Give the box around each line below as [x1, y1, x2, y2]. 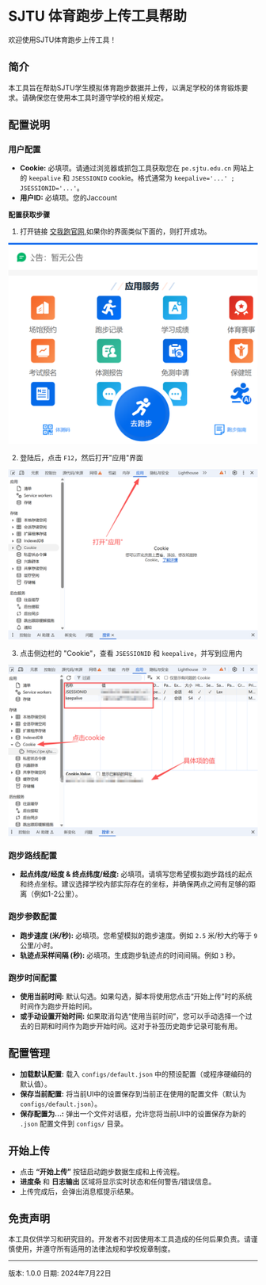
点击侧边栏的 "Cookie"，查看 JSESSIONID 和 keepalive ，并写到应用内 [19, 648, 243, 658]
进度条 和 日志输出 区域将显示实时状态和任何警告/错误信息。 [19, 1176, 216, 1186]
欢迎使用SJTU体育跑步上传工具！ [8, 35, 117, 44]
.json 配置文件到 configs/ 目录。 [19, 1119, 128, 1128]
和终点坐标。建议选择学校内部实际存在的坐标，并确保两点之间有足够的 [19, 879, 249, 889]
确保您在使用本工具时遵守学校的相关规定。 [28, 93, 168, 102]
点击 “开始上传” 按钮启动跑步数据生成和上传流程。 [19, 1166, 184, 1176]
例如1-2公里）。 [33, 889, 82, 899]
